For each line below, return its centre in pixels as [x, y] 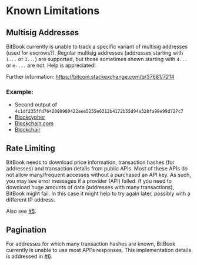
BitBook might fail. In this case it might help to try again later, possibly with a [98, 194]
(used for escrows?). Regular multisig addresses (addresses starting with [95, 53]
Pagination [26, 229]
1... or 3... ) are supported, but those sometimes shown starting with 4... [97, 59]
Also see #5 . [21, 211]
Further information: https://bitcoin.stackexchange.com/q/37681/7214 [90, 77]
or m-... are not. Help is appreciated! [51, 65]
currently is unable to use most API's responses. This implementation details [99, 250]
